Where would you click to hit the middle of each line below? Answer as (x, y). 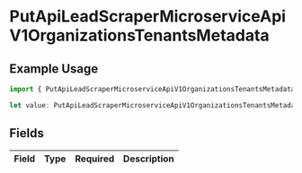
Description (149, 159)
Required (95, 159)
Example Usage (54, 69)
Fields (27, 133)
